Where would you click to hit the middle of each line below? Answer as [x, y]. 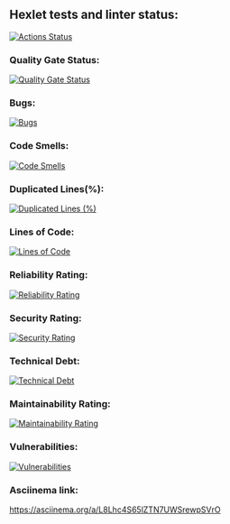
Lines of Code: [42, 232]
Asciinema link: [44, 490]
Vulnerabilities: [44, 447]
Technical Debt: [45, 361]
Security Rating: [46, 317]
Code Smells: [39, 146]
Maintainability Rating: [60, 404]
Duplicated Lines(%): [57, 188]
